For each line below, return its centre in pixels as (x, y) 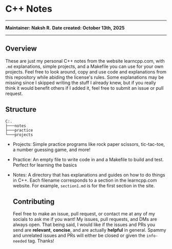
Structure (21, 109)
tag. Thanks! (41, 241)
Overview (21, 49)
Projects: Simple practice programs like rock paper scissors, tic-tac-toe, (89, 144)
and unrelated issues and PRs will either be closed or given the (79, 236)
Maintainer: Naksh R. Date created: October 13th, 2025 (65, 28)
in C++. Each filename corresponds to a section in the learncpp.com (85, 180)
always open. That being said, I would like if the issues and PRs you (84, 225)
